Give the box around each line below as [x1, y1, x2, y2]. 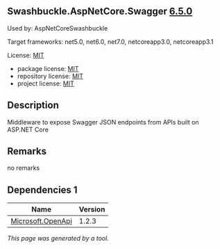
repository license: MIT [17, 72, 84, 80]
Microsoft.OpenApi [10, 216, 73, 226]
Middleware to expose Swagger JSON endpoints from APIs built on [7, 118, 199, 126]
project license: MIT [17, 79, 75, 88]
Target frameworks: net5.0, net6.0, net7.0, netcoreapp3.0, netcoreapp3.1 [7, 38, 214, 46]
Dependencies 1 [7, 184, 78, 195]
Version [78, 204, 105, 214]
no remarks [7, 163, 40, 172]
